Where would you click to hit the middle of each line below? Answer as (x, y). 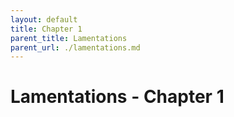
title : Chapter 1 (46, 29)
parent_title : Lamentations (69, 38)
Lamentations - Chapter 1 (117, 97)
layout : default (44, 19)
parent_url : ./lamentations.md (75, 47)
